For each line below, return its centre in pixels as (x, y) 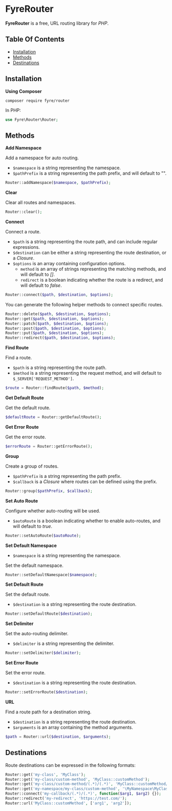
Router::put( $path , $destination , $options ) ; (55, 333)
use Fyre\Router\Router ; (32, 119)
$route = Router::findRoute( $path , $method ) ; (55, 388)
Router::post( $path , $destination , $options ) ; (56, 328)
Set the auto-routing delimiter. (37, 634)
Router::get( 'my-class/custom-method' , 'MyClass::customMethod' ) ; (78, 779)
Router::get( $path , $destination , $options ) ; (55, 319)
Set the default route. (28, 595)
